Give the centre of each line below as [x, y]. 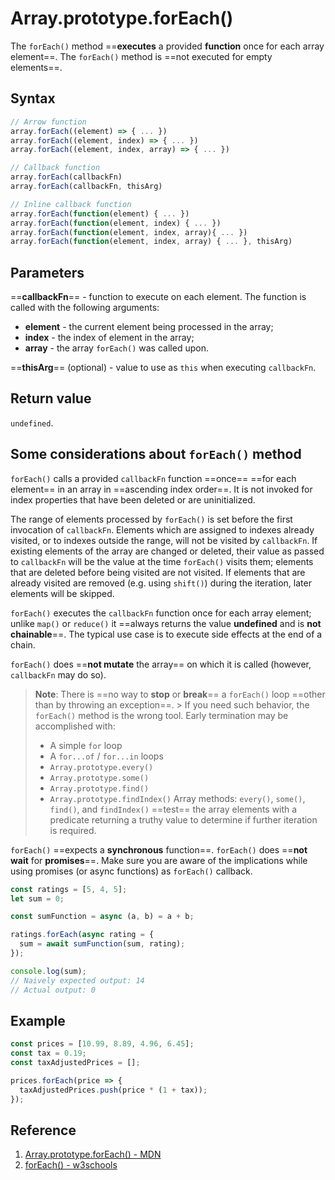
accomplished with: [75, 726]
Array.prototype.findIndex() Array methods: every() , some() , [177, 798]
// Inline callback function [71, 204]
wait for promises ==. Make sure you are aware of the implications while [159, 860]
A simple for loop [86, 745]
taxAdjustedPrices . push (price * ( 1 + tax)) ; [113, 1090]
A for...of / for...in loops [106, 756]
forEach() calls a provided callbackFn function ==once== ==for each [153, 478]
